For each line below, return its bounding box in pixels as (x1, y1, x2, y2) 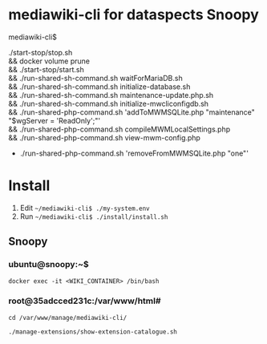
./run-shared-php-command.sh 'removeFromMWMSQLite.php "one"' (19, 148, 249, 158)
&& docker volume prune (8, 56, 91, 66)
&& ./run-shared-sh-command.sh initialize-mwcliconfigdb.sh (8, 99, 209, 108)
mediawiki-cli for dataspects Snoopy (8, 6, 259, 24)
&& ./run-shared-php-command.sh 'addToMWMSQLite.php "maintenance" (8, 107, 255, 117)
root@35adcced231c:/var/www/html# (8, 295, 162, 306)
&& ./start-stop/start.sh (8, 64, 84, 74)
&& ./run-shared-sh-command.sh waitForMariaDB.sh (8, 73, 183, 83)
